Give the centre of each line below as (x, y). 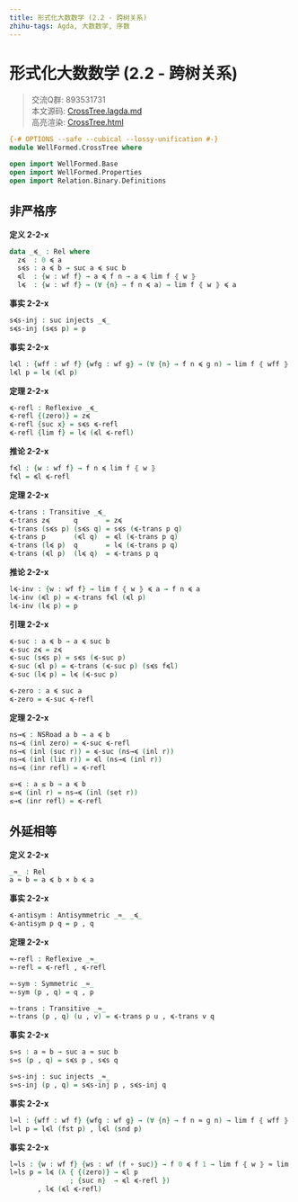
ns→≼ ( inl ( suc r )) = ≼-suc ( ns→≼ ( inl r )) (92, 751)
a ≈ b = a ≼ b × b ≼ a (52, 880)
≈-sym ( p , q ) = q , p (52, 992)
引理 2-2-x (29, 624)
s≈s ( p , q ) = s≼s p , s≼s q (64, 1061)
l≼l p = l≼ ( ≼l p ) (44, 372)
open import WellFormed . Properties (76, 173)
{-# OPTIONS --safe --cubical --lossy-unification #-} (114, 139)
